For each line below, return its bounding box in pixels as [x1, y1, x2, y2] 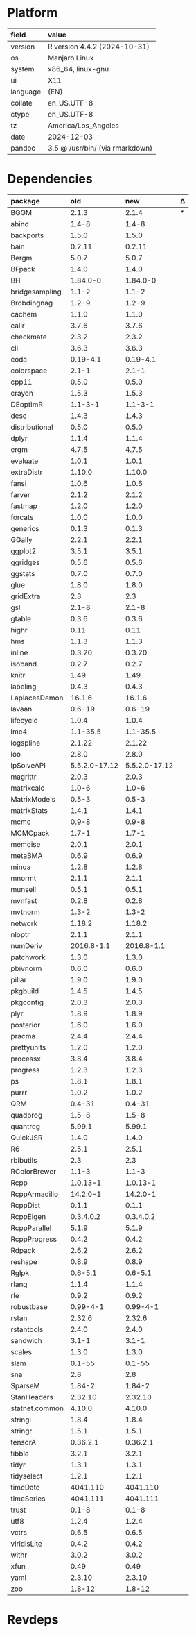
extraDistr [10, 467, 43, 477]
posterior [10, 1020, 40, 1029]
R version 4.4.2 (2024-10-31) [47, 42, 150, 51]
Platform [7, 5, 58, 21]
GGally [10, 534, 33, 544]
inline [10, 648, 28, 657]
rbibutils [10, 1155, 37, 1165]
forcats [10, 512, 34, 522]
